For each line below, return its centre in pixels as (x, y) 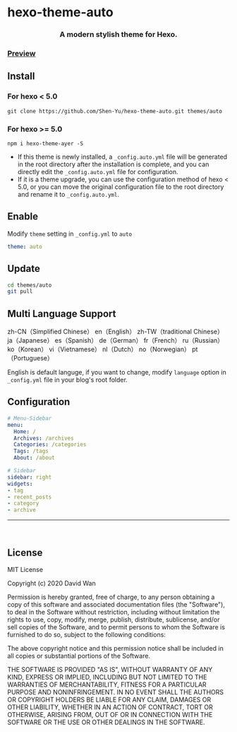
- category (23, 503)
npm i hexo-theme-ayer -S (45, 144)
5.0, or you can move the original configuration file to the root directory (121, 187)
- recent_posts (30, 497)
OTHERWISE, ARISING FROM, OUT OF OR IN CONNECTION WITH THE (110, 714)
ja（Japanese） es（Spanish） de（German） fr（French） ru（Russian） (116, 341)
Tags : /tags (31, 451)
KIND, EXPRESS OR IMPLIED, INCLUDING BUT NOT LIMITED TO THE (107, 677)
